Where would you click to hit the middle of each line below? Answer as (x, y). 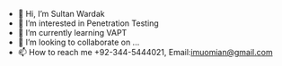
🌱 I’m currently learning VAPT (72, 33)
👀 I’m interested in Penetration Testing (88, 23)
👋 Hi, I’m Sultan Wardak (61, 14)
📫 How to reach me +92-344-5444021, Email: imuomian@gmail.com (145, 52)
